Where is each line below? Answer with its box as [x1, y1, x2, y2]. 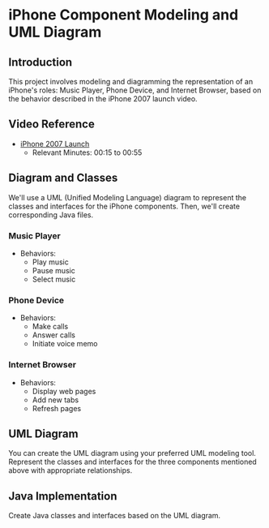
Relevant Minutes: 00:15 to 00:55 [32, 148, 143, 157]
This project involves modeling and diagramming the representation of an [8, 77, 254, 86]
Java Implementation [8, 489, 117, 503]
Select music [32, 274, 76, 284]
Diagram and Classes [8, 171, 118, 185]
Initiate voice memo [32, 339, 98, 349]
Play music [32, 257, 69, 267]
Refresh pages [32, 403, 82, 413]
